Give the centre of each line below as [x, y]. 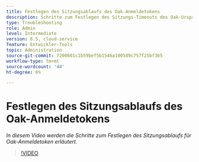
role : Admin [21, 28]
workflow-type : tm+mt [33, 61]
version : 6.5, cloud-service [42, 39]
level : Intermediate [32, 34]
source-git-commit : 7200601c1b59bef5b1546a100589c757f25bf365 [84, 56]
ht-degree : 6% [24, 72]
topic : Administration [34, 50]
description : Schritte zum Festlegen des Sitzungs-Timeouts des [87, 17]
